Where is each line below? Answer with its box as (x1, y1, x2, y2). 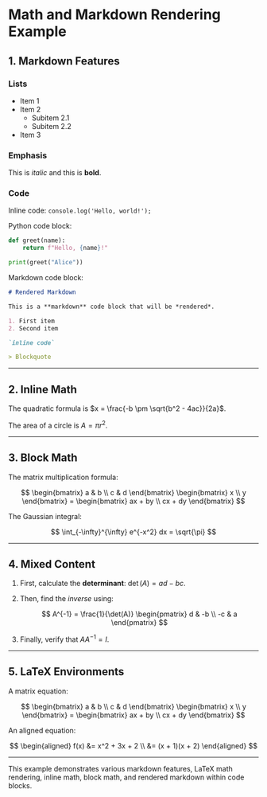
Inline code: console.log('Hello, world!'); (8, 205, 152, 216)
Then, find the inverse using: (19, 594, 114, 604)
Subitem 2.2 (31, 121, 72, 131)
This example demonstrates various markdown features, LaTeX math (8, 764, 233, 773)
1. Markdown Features (8, 54, 121, 68)
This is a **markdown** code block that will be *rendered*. (8, 303, 215, 311)
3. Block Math (8, 451, 78, 465)
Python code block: (8, 221, 72, 231)
